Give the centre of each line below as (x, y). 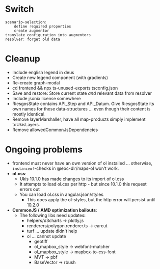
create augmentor (32, 30)
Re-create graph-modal (36, 82)
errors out (30, 189)
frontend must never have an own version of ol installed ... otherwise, (82, 163)
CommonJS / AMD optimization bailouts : (54, 210)
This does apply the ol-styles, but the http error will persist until (91, 199)
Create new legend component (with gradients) (60, 78)
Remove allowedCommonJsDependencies (55, 130)
